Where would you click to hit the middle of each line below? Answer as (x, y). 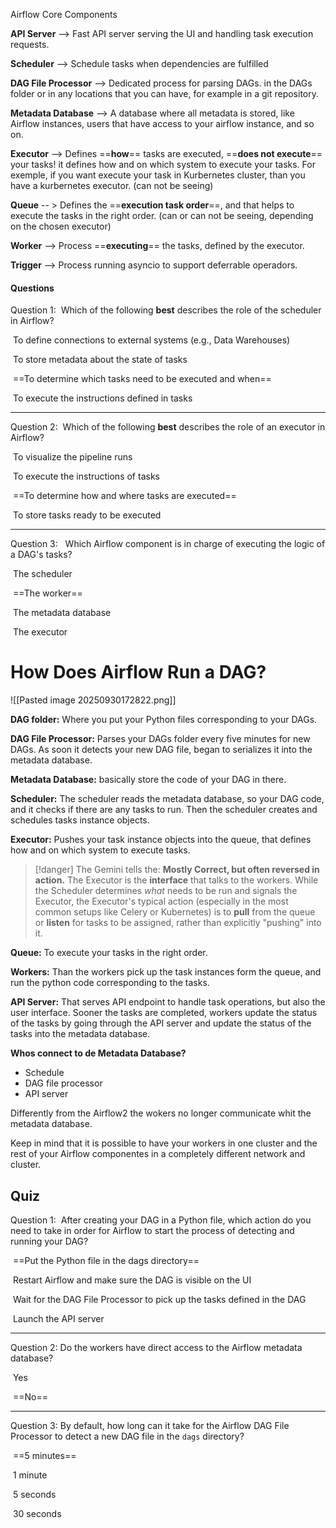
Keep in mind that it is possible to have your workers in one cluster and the (164, 1143)
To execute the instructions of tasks (86, 476)
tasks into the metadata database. (80, 1034)
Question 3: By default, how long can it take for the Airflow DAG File (150, 1425)
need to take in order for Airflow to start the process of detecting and (152, 1230)
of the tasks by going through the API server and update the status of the (161, 1023)
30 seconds (37, 1513)
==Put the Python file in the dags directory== (106, 1260)
